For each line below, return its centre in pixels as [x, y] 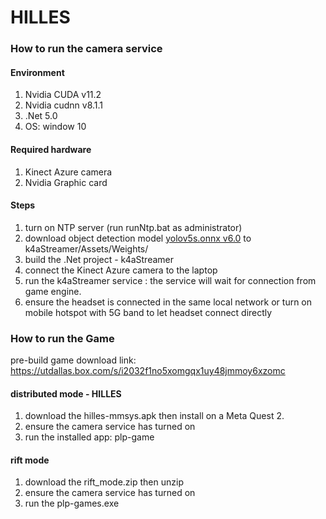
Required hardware [51, 149]
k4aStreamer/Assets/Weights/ [86, 248]
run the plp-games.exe [72, 503]
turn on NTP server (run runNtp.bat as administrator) [133, 227]
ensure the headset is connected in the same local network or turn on [168, 302]
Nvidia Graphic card [66, 182]
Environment [37, 72]
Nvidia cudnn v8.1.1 [64, 105]
